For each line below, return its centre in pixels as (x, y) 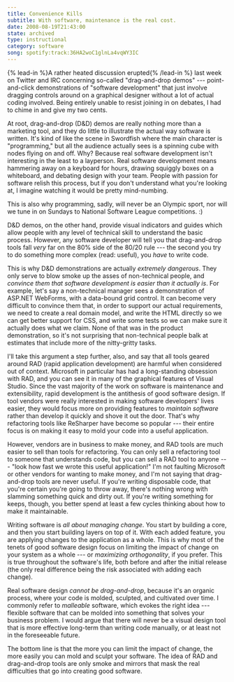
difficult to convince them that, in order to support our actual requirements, (115, 305)
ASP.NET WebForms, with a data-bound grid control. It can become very (112, 298)
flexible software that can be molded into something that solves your (106, 613)
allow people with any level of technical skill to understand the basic (105, 232)
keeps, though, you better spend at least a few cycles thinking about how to (116, 503)
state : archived (31, 33)
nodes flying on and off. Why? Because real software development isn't (110, 153)
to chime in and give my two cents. (58, 110)
